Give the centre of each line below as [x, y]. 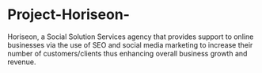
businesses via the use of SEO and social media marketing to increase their [130, 44]
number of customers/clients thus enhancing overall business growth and [127, 53]
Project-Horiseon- [68, 15]
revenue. [22, 62]
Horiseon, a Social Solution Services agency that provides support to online [131, 36]
